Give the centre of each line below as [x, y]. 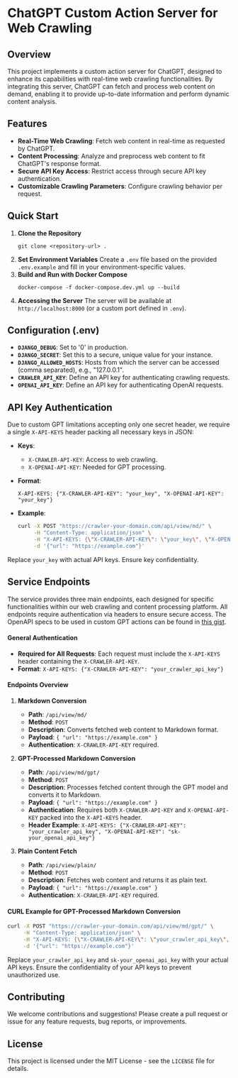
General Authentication [42, 638]
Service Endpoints [49, 582]
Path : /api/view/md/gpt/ [64, 772]
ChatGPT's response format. [59, 163]
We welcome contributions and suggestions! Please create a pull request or [118, 1014]
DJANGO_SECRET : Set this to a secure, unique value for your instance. [115, 355]
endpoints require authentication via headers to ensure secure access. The [117, 614]
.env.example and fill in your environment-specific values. [102, 267]
